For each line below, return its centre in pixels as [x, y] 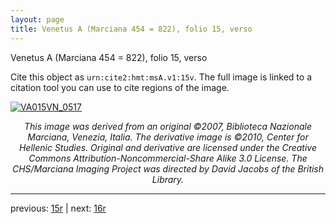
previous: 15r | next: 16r [58, 208]
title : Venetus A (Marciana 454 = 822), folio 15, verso [131, 29]
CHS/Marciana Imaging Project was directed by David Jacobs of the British [168, 168]
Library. [168, 179]
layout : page [37, 19]
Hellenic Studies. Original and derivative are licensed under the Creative [168, 147]
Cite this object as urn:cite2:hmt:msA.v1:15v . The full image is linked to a [161, 77]
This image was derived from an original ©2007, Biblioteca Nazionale [168, 126]
